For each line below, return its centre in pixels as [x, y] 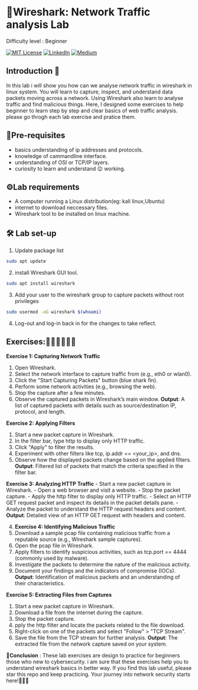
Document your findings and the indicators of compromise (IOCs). [95, 570]
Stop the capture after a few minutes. [60, 392]
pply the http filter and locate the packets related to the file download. [100, 625]
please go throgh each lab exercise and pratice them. [71, 117]
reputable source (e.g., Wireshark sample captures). [78, 539]
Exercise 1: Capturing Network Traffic [53, 356]
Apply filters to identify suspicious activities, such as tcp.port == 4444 [101, 552]
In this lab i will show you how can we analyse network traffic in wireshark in [99, 85]
